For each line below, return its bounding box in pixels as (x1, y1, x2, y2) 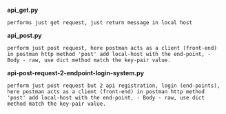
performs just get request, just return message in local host (7, 19, 193, 26)
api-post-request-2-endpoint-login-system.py (7, 69, 145, 77)
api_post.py (7, 31, 42, 39)
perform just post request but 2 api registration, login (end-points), (7, 82, 220, 89)
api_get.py (7, 6, 39, 14)
